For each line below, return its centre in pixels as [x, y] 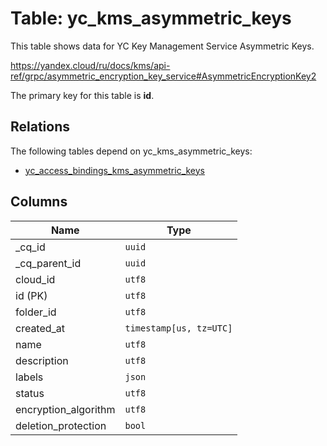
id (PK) [31, 295]
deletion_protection [61, 425]
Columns [39, 202]
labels [29, 377]
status [30, 393]
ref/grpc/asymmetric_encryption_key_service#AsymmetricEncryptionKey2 [163, 76]
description [42, 360]
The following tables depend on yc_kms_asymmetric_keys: [131, 151]
